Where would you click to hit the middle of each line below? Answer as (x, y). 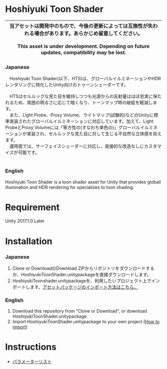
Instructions (31, 347)
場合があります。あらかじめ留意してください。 (88, 33)
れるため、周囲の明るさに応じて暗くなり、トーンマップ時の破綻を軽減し (79, 103)
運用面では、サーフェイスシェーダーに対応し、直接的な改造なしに (77, 146)
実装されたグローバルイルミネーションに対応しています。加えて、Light (82, 121)
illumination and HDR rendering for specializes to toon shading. (70, 187)
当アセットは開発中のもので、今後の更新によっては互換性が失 (81, 26)
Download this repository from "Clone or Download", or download (80, 311)
